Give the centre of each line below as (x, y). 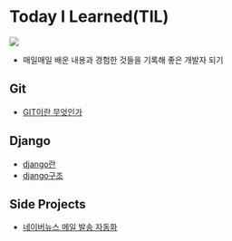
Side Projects (48, 204)
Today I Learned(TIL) (89, 17)
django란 (39, 164)
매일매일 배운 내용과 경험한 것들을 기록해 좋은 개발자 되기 (123, 60)
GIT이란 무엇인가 (53, 111)
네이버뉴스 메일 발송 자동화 (70, 227)
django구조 (43, 175)
